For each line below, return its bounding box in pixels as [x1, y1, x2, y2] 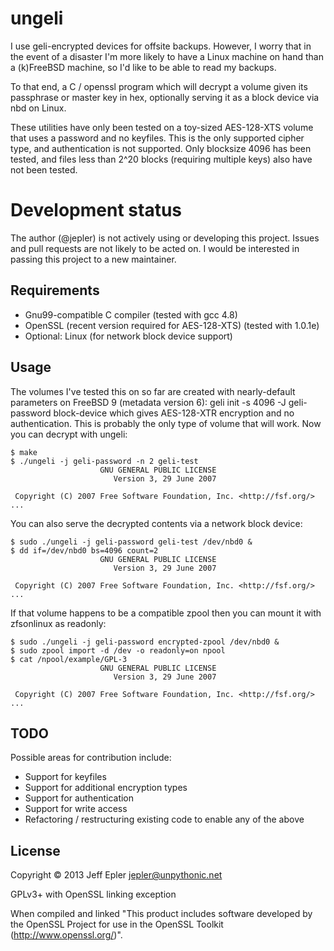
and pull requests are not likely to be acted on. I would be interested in [10, 242, 300, 254]
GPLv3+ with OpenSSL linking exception [10, 888, 177, 901]
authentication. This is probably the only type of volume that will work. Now [10, 417, 322, 429]
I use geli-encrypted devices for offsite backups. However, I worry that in [10, 40, 312, 52]
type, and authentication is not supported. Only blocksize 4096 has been [10, 142, 312, 154]
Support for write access [24, 803, 128, 815]
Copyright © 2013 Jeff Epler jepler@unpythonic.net [10, 869, 223, 881]
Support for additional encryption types [24, 782, 188, 794]
